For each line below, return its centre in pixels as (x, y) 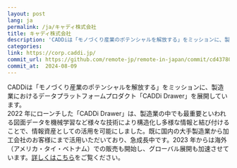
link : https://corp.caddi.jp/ (52, 53)
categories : (25, 46)
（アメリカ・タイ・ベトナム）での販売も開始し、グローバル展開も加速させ (115, 148)
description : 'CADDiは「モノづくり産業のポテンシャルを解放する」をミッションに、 (116, 40)
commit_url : (25, 60)
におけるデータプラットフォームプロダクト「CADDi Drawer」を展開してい (120, 96)
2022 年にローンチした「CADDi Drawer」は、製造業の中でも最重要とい (111, 113)
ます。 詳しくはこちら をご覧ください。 (69, 157)
